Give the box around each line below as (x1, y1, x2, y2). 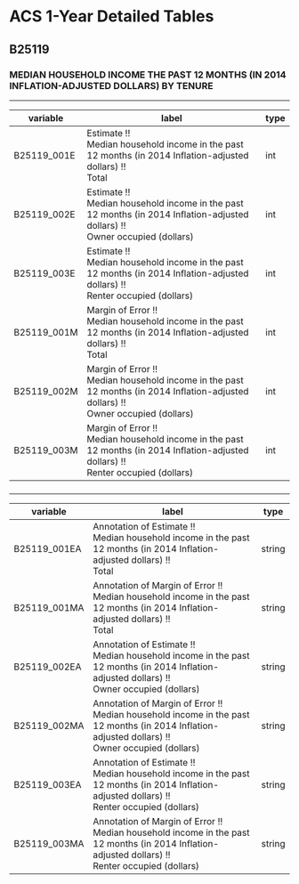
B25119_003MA (13, 837, 85, 849)
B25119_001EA (13, 542, 82, 555)
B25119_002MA (13, 719, 85, 732)
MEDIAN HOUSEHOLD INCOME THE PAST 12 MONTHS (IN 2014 (9, 69, 287, 81)
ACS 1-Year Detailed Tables (9, 6, 214, 27)
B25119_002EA (13, 661, 82, 673)
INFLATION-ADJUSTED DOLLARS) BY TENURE (9, 79, 214, 92)
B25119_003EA (13, 778, 82, 791)
